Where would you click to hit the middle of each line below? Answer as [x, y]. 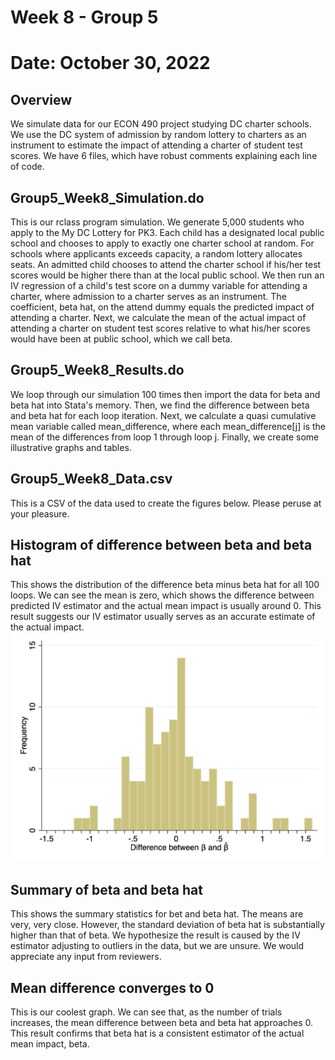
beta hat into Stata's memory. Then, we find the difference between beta [160, 405]
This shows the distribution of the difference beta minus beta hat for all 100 [165, 585]
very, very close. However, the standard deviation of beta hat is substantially [167, 925]
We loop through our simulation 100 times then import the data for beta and [165, 394]
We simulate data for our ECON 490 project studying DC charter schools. [161, 124]
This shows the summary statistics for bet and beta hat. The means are [157, 914]
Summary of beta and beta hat [106, 889]
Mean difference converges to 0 [112, 987]
